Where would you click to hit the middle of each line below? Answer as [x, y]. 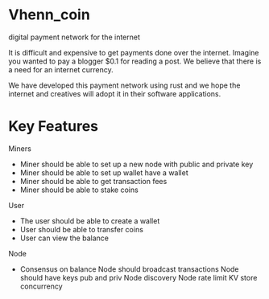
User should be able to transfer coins [81, 229]
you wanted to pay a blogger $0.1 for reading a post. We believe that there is [135, 61]
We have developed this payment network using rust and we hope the [124, 85]
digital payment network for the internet [74, 37]
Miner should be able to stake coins [79, 190]
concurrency [41, 286]
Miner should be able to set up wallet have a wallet [104, 172]
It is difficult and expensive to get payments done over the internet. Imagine [134, 52]
